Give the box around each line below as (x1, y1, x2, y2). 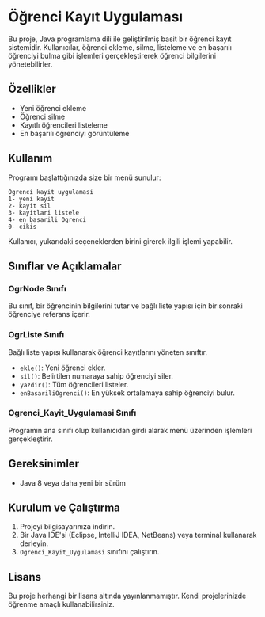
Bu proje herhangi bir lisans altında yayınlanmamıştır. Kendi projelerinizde (8, 591, 247, 601)
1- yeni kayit (8, 195, 55, 203)
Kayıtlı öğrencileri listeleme (19, 120, 108, 130)
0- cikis (8, 223, 37, 230)
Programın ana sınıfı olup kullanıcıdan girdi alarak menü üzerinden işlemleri (8, 425, 252, 435)
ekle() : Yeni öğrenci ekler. (19, 363, 106, 372)
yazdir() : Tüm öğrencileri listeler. (19, 379, 129, 389)
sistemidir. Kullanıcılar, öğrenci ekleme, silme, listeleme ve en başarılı (8, 42, 232, 51)
